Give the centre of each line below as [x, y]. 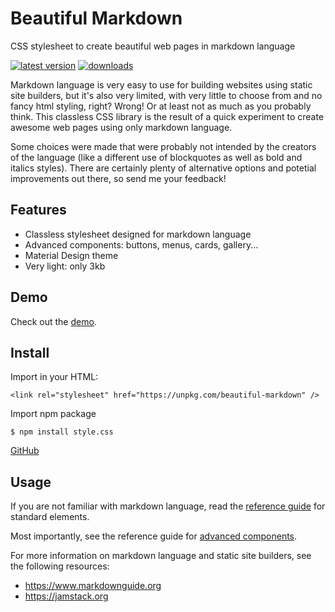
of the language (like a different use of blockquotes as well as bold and [156, 157]
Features [38, 210]
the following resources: [60, 566]
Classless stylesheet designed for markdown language [138, 234]
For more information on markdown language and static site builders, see [161, 556]
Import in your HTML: [54, 377]
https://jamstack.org [66, 596]
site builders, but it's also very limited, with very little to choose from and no [166, 95]
